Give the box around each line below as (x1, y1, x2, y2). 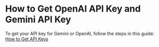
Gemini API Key (5, 14, 72, 25)
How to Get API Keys (5, 36, 49, 42)
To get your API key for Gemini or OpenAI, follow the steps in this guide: (5, 30, 154, 36)
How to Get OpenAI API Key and (5, 3, 141, 15)
